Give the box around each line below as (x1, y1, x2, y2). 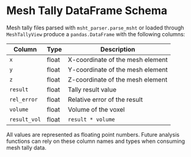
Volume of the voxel (67, 105, 125, 113)
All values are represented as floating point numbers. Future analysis (6, 131, 179, 138)
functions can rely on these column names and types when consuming (6, 137, 185, 145)
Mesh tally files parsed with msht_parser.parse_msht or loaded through (6, 24, 185, 31)
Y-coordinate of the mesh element (67, 65, 168, 74)
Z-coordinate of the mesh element (67, 75, 168, 83)
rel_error (9, 96, 38, 103)
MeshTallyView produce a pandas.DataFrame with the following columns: (6, 30, 185, 37)
